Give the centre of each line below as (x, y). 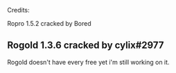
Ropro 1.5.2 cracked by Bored (49, 23)
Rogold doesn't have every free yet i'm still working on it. (88, 62)
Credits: (18, 10)
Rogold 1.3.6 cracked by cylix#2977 (86, 46)
